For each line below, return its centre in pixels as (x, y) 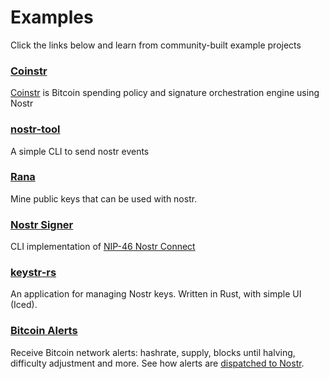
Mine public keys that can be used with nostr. (104, 198)
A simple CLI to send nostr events (80, 151)
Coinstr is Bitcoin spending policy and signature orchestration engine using (165, 93)
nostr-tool (35, 129)
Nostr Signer (42, 224)
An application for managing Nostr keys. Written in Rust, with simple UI (156, 294)
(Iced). (24, 305)
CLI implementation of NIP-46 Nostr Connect (103, 247)
